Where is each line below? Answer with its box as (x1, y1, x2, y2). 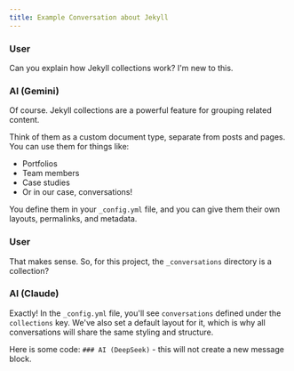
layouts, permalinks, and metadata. (9, 214, 138, 224)
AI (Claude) (9, 287, 60, 300)
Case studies (21, 177, 71, 188)
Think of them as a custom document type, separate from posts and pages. (9, 132, 286, 142)
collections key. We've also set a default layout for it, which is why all (9, 317, 266, 327)
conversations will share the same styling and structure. (9, 327, 214, 337)
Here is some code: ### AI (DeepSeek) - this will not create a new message (9, 343, 284, 354)
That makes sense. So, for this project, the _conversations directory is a (9, 255, 273, 267)
